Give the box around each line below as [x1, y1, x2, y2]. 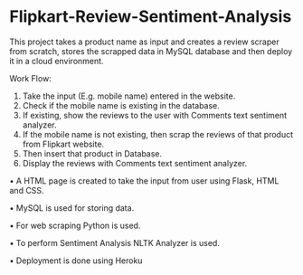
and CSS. [9, 185, 44, 195]
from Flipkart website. [22, 138, 105, 149]
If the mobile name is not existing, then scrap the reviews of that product [22, 128, 294, 139]
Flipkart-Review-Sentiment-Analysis [9, 6, 292, 27]
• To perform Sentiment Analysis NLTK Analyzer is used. [9, 237, 220, 248]
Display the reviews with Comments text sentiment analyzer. [22, 157, 248, 168]
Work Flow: [9, 72, 52, 83]
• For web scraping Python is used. [9, 220, 141, 231]
